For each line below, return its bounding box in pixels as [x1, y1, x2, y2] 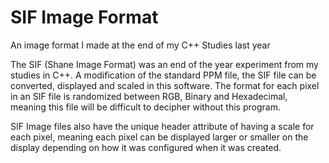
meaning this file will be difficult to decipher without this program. [10, 101, 281, 113]
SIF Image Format [10, 6, 159, 29]
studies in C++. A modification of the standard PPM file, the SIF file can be [10, 69, 317, 81]
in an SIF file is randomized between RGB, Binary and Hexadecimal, [10, 90, 288, 102]
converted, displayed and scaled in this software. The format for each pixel [10, 79, 320, 91]
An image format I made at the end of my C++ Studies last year [10, 39, 271, 51]
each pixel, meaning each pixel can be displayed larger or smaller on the [10, 131, 309, 143]
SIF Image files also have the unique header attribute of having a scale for [10, 120, 315, 132]
